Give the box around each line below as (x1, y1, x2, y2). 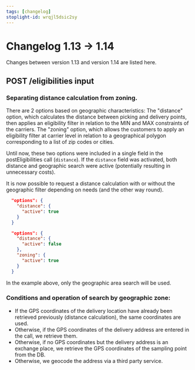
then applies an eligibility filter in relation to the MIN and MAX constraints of (6, 120, 189, 127)
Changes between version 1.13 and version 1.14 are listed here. (6, 59, 157, 66)
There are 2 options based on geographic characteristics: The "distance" (6, 107, 183, 114)
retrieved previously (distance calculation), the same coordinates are (14, 313, 181, 321)
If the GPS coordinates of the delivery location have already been (14, 307, 173, 314)
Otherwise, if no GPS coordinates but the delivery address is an (14, 338, 169, 345)
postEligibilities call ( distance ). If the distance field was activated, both (6, 156, 177, 163)
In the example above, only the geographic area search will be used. (6, 279, 172, 286)
